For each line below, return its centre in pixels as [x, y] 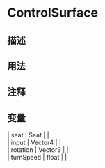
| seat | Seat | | [29, 135]
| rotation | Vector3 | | [38, 150]
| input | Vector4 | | [34, 143]
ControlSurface [53, 13]
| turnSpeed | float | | [37, 158]
